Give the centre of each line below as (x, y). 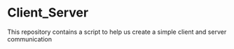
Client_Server (48, 13)
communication (30, 39)
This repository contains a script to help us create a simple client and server (117, 32)
